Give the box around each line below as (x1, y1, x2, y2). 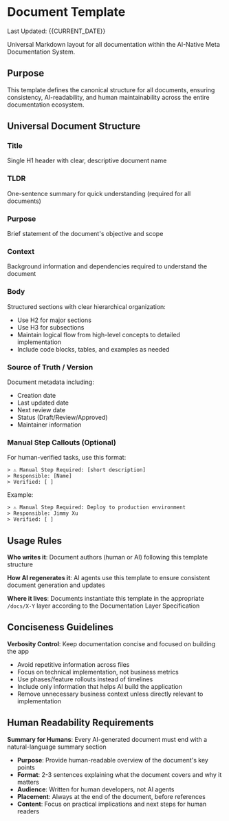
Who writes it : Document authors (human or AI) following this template (7, 553, 208, 562)
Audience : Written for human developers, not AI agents (17, 785, 175, 793)
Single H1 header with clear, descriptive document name (7, 156, 167, 165)
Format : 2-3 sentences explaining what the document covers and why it (17, 770, 222, 778)
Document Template (7, 4, 126, 20)
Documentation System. (7, 47, 76, 56)
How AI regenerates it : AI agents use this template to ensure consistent (7, 574, 210, 582)
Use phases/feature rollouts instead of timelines (17, 675, 153, 683)
